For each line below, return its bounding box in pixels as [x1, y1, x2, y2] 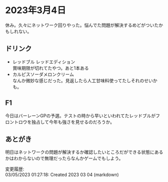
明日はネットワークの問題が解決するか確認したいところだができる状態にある [5, 149, 163, 155]
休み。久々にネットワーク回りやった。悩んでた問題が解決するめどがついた [5, 22, 159, 28]
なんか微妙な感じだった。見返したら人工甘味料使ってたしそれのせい [12, 77, 153, 83]
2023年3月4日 [5, 5, 66, 16]
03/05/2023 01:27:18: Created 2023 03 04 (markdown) [5, 171, 119, 178]
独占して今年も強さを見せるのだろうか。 [31, 119, 115, 125]
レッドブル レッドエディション [12, 59, 75, 65]
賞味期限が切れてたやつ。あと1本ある [12, 65, 89, 71]
